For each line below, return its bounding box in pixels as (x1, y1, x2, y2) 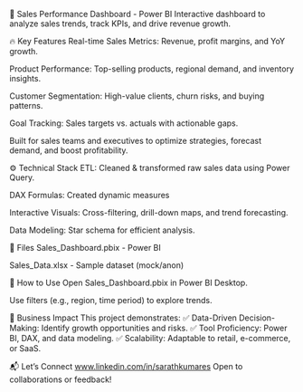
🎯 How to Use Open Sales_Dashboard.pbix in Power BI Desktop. (9, 277, 249, 288)
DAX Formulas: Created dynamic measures (9, 190, 170, 200)
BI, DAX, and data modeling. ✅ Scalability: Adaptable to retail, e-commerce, (9, 333, 291, 343)
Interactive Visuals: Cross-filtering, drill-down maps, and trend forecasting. (9, 207, 289, 217)
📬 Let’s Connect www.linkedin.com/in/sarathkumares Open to (9, 361, 243, 371)
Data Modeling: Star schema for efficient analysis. (9, 225, 195, 235)
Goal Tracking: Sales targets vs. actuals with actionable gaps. (9, 118, 239, 129)
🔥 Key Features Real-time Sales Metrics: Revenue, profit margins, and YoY (9, 36, 286, 46)
